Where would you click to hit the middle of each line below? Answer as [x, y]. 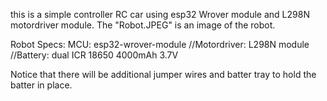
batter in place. [41, 85]
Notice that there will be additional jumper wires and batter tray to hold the [163, 74]
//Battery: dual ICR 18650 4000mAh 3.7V [94, 55]
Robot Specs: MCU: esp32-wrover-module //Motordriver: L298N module [160, 44]
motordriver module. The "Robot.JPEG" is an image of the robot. [143, 25]
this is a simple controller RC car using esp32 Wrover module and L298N [160, 14]
